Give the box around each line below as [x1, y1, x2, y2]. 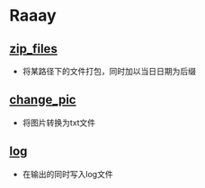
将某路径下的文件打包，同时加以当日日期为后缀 [22, 66, 196, 76]
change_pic [9, 92, 76, 107]
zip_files [9, 41, 58, 56]
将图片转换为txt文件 [22, 117, 96, 128]
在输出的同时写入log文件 [22, 168, 114, 179]
